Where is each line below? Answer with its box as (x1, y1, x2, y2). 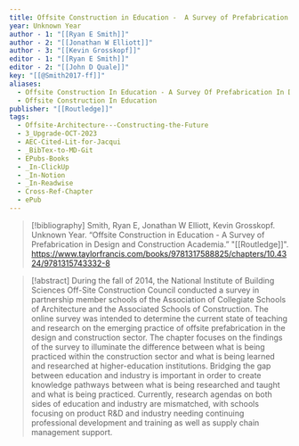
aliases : (9, 79, 42, 88)
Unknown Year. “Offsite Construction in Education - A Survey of (30, 229, 265, 240)
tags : (9, 112, 29, 121)
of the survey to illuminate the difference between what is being (30, 341, 265, 352)
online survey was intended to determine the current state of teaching (30, 313, 287, 324)
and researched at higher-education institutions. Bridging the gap (30, 360, 271, 371)
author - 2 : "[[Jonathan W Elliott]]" (9, 37, 153, 47)
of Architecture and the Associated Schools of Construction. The (30, 303, 269, 314)
